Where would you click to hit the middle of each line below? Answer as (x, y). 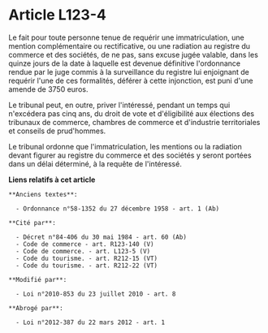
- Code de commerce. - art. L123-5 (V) (83, 251)
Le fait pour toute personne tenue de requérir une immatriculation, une (127, 37)
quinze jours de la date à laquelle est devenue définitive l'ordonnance (125, 63)
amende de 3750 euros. (48, 89)
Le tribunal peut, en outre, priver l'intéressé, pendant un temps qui (119, 105)
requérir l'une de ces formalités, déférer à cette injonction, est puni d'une (131, 80)
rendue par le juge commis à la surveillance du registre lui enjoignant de (129, 71)
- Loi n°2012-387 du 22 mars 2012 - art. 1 (90, 322)
